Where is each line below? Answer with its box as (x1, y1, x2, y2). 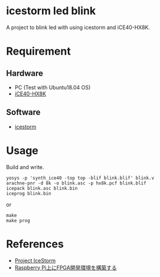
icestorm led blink (6, 4, 96, 18)
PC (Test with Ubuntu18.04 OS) (14, 84, 91, 91)
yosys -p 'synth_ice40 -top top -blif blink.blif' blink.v (6, 175, 155, 181)
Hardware (6, 68, 43, 78)
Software (6, 107, 41, 117)
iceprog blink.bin (6, 190, 51, 196)
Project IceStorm (14, 257, 56, 264)
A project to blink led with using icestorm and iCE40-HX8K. (6, 24, 151, 31)
